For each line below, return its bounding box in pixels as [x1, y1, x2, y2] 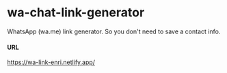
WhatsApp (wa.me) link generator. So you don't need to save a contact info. [7, 27, 221, 35]
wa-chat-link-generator [7, 5, 145, 20]
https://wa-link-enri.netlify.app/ [7, 58, 96, 66]
